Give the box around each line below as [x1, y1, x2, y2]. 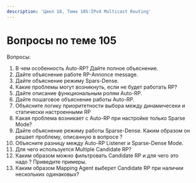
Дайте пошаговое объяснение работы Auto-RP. [15, 96, 134, 103]
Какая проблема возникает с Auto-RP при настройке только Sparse [15, 114, 185, 121]
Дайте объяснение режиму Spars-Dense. [15, 77, 119, 84]
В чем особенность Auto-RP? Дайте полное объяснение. [15, 65, 158, 72]
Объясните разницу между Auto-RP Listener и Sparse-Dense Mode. [15, 139, 184, 147]
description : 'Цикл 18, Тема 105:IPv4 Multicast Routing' [6, 8, 151, 15]
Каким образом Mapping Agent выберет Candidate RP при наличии [15, 164, 184, 171]
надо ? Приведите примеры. [15, 158, 87, 165]
